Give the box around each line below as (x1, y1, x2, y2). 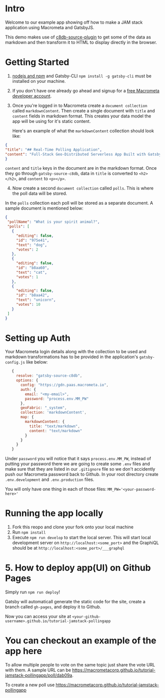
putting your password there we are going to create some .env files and (5, 461, 150, 467)
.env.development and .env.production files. (5, 477, 95, 482)
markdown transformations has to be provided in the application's (5, 354, 138, 360)
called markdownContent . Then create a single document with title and (12, 108, 155, 113)
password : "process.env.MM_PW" (25, 396, 89, 401)
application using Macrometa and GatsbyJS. (5, 24, 95, 30)
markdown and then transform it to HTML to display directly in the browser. (5, 39, 157, 45)
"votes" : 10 (16, 302, 41, 307)
